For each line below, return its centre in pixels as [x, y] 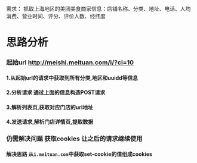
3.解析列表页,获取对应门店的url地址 [50, 107]
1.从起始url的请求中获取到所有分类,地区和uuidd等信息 [72, 78]
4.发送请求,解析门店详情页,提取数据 [50, 122]
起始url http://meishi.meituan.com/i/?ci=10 [70, 62]
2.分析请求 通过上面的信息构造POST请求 [56, 93]
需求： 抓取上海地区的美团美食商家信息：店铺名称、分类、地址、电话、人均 [98, 9]
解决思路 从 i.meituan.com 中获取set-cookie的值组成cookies [79, 154]
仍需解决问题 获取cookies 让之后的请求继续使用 [74, 139]
